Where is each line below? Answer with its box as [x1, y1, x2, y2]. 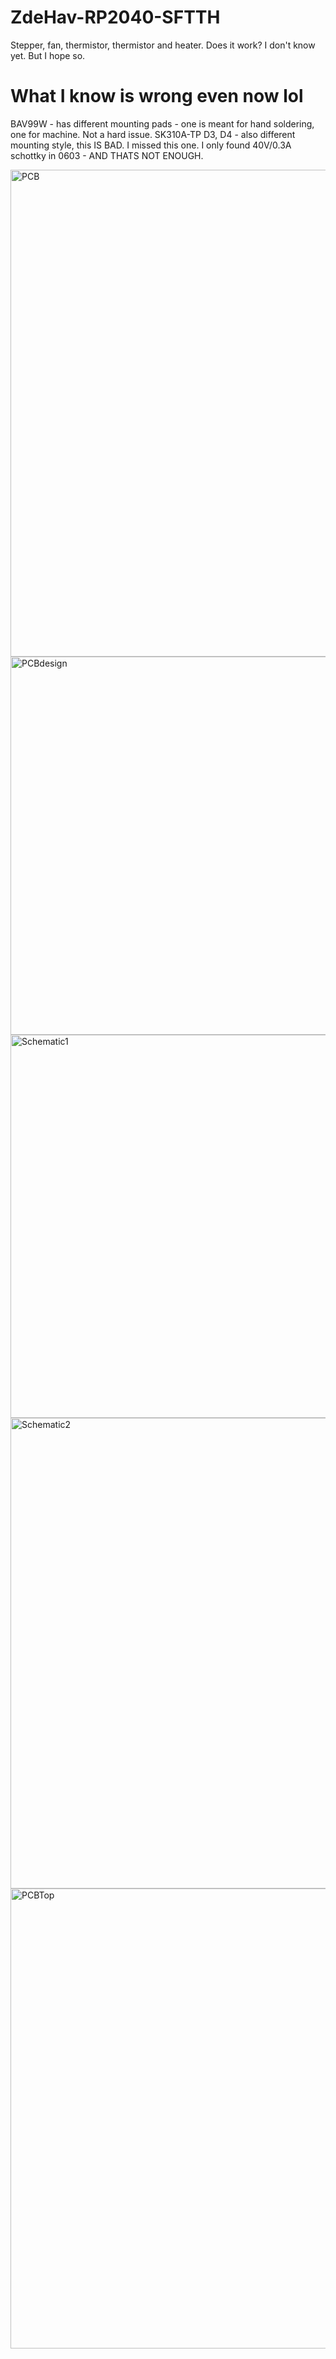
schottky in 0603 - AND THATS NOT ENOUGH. [10, 149, 204, 161]
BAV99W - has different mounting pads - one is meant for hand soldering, [10, 117, 315, 130]
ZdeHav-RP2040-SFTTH [10, 6, 221, 29]
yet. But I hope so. [10, 49, 86, 61]
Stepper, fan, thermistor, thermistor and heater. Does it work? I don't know [10, 39, 316, 51]
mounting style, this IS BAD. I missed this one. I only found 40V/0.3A [10, 139, 292, 151]
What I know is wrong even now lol [10, 85, 304, 108]
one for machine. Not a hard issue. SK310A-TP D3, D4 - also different [10, 128, 296, 140]
